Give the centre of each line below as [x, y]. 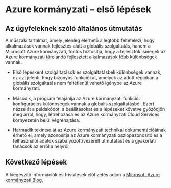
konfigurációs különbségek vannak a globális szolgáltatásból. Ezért [83, 104]
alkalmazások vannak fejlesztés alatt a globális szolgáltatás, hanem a [78, 46]
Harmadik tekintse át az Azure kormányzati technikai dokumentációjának [89, 130]
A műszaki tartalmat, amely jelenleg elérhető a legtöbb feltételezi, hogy [80, 40]
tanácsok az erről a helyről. [41, 146]
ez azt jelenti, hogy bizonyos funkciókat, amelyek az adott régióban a [85, 77]
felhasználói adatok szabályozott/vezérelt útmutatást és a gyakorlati [84, 141]
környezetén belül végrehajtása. [46, 120]
